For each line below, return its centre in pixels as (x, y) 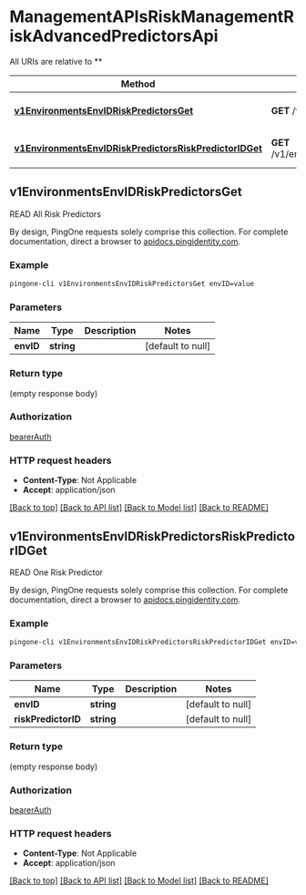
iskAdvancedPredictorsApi (114, 36)
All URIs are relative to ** (56, 61)
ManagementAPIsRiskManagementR (152, 17)
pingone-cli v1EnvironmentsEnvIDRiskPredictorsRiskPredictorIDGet (138, 643)
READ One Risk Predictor (56, 572)
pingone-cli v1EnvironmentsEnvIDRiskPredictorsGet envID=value (132, 284)
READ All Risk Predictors (56, 214)
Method (138, 84)
